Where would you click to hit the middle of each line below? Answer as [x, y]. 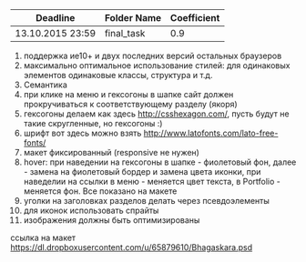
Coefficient [195, 18]
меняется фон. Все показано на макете [100, 191]
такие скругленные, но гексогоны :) [93, 123]
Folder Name [133, 18]
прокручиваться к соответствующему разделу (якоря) [130, 104]
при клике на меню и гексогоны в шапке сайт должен [128, 94]
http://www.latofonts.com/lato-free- [211, 133]
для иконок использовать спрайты [91, 210]
